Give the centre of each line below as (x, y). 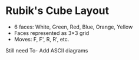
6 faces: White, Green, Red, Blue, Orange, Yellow (73, 27)
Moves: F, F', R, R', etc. (42, 39)
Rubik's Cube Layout (57, 11)
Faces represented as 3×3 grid (52, 33)
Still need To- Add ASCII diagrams (47, 50)
